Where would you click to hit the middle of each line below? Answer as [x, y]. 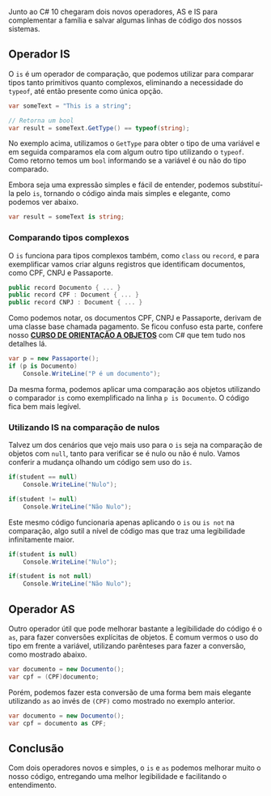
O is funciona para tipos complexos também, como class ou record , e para [134, 255]
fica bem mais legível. [44, 406]
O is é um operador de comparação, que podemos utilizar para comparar [131, 74]
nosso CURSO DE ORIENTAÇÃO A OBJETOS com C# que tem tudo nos [127, 335]
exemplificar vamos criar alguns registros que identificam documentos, [127, 264]
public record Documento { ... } [65, 287]
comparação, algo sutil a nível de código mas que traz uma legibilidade [127, 530]
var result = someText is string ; [67, 217]
